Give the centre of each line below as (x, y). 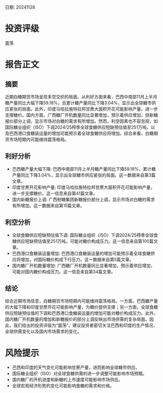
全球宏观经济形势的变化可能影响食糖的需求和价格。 (63, 386)
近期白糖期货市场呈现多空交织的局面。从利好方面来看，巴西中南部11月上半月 (81, 97)
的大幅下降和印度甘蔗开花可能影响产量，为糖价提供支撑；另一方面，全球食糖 (81, 307)
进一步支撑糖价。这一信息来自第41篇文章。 (55, 193)
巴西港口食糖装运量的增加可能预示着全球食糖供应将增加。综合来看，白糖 (81, 133)
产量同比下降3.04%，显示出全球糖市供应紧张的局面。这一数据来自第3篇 (84, 175)
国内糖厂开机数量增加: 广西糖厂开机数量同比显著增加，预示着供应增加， (83, 265)
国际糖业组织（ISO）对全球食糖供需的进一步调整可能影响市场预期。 (79, 373)
